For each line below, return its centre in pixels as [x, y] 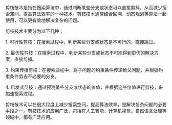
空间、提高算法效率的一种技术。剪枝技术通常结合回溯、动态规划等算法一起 [88, 14]
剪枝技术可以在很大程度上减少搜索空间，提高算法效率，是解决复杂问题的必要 [86, 104]
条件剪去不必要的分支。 [34, 76]
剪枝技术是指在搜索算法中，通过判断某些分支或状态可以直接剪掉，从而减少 [84, 7]
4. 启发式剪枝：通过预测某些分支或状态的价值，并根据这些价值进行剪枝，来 [84, 87]
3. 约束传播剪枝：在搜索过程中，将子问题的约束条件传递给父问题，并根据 [82, 70]
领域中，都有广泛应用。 [30, 117]
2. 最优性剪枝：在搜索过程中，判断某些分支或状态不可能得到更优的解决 [80, 53]
